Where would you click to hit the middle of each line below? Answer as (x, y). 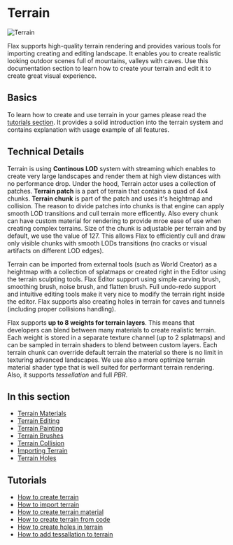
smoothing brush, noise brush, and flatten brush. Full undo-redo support (112, 286)
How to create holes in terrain (60, 527)
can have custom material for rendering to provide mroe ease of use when (114, 221)
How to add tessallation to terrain (65, 534)
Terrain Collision (41, 443)
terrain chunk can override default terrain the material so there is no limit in (115, 352)
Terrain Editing (38, 421)
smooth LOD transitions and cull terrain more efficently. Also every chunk (113, 213)
